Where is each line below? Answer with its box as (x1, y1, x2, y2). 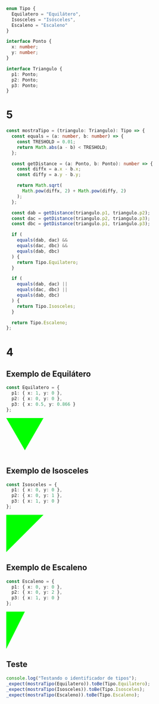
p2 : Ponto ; (11, 77, 39, 83)
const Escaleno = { (6, 578, 55, 584)
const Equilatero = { (6, 385, 60, 391)
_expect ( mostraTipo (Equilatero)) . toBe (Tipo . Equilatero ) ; (6, 681, 151, 687)
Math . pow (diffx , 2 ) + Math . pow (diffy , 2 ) (21, 188, 127, 194)
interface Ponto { (6, 39, 52, 45)
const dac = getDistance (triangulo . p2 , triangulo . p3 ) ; (11, 215, 151, 222)
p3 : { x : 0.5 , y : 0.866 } (11, 401, 76, 407)
